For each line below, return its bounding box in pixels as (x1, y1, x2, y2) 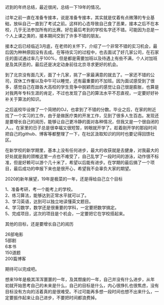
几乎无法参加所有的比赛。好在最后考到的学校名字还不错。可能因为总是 (13, 27, 155, 33)
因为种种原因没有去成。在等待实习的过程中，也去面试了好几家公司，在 (9, 49, 150, 55)
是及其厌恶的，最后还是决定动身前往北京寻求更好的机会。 (5, 61, 121, 67)
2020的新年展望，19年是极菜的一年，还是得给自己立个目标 (5, 176, 123, 182)
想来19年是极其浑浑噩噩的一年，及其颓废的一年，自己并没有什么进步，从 (5, 277, 151, 282)
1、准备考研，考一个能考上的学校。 (5, 187, 76, 192)
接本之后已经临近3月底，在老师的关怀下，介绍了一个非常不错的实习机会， (5, 43, 153, 49)
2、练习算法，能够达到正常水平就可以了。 (5, 192, 89, 198)
